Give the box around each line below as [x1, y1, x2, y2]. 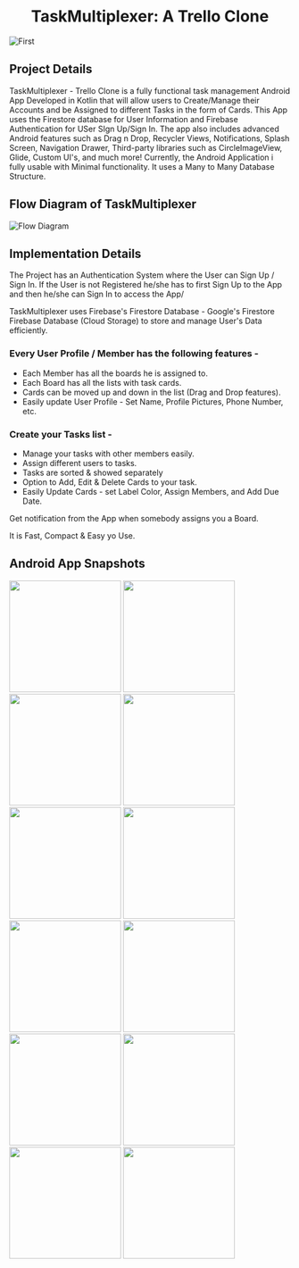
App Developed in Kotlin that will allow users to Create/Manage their [9, 95, 261, 105]
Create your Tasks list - [9, 428, 112, 440]
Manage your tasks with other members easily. [21, 448, 195, 459]
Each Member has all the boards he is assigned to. [21, 368, 208, 379]
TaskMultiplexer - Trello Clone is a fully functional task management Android [9, 85, 291, 96]
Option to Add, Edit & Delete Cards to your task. [21, 476, 198, 488]
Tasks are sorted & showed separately [21, 467, 163, 478]
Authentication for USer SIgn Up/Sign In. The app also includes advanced [9, 123, 279, 134]
